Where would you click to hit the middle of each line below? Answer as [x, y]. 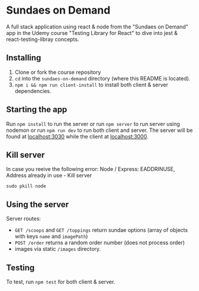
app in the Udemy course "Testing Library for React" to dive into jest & [92, 33]
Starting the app [37, 110]
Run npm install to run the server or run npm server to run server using [93, 124]
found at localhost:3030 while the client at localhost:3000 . [77, 136]
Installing [24, 58]
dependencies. [33, 91]
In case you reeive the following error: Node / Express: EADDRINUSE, [91, 169]
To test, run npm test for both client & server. [61, 282]
